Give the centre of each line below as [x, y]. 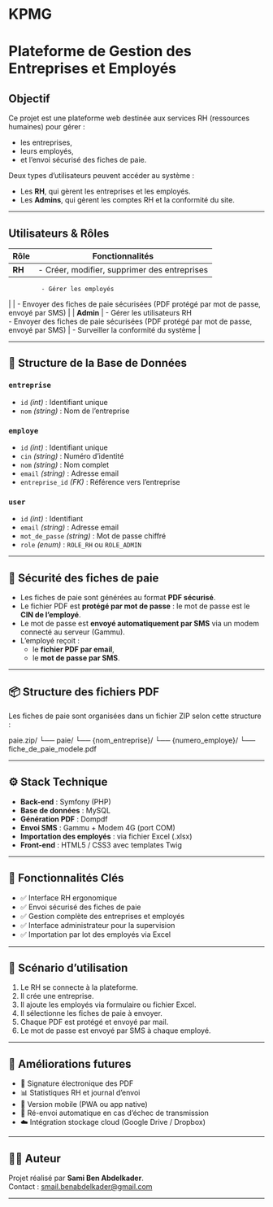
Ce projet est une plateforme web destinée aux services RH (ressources [129, 118]
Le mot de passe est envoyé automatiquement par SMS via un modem [140, 624]
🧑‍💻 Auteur [35, 1159]
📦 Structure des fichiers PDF [84, 692]
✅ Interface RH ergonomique [69, 898]
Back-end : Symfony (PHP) [65, 801]
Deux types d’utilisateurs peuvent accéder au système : [102, 176]
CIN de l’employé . [50, 615]
